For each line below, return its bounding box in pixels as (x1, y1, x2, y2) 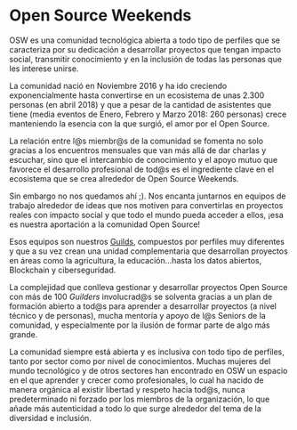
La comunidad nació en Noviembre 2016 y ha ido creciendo (9, 80, 228, 91)
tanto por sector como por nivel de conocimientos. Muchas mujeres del (9, 355, 271, 366)
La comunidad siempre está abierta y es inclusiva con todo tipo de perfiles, (9, 346, 285, 357)
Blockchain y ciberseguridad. (9, 264, 116, 275)
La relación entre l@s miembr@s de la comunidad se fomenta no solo (9, 135, 264, 146)
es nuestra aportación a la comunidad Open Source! (9, 219, 201, 230)
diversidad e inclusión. (9, 412, 92, 423)
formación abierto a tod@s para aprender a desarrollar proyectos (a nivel (9, 300, 277, 312)
